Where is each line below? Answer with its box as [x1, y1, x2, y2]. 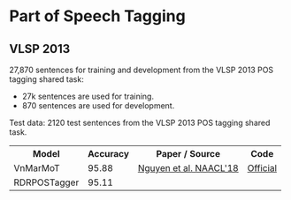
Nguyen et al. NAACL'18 [137, 162, 239, 174]
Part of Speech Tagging [9, 6, 186, 26]
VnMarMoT [13, 162, 60, 174]
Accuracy [87, 148, 130, 159]
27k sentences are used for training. [21, 91, 155, 101]
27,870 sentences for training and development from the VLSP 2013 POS [9, 64, 274, 75]
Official [247, 162, 277, 174]
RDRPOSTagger [13, 176, 80, 189]
